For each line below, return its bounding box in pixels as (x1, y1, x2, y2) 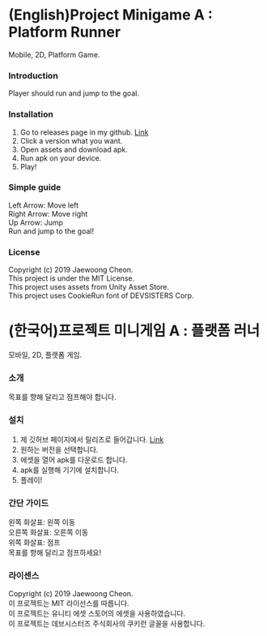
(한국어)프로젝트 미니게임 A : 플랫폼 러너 (8, 322, 261, 340)
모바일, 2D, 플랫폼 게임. (8, 350, 83, 360)
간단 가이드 (8, 497, 49, 509)
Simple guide (8, 182, 61, 193)
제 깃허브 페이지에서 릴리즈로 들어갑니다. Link (19, 434, 164, 444)
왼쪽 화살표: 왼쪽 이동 (8, 517, 75, 526)
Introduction (8, 70, 58, 81)
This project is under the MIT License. (8, 273, 135, 283)
